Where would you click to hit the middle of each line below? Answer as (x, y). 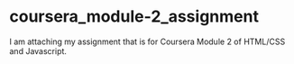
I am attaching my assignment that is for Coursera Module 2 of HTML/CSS (147, 41)
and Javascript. (38, 50)
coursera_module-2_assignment (134, 17)
